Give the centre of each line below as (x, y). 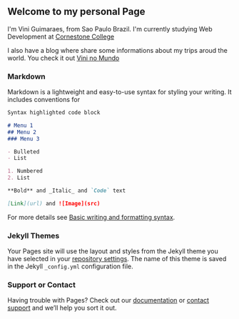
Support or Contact (42, 285)
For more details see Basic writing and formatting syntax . (91, 217)
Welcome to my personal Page (76, 12)
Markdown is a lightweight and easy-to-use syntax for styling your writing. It (119, 92)
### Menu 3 (24, 138)
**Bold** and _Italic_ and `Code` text (67, 191)
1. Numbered (25, 171)
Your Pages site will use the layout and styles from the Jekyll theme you (113, 251)
